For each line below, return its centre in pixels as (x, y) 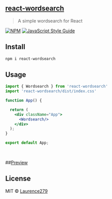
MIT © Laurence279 (26, 191)
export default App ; (27, 143)
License (18, 179)
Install (15, 47)
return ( (19, 110)
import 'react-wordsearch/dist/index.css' (51, 91)
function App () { (24, 101)
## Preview (17, 163)
